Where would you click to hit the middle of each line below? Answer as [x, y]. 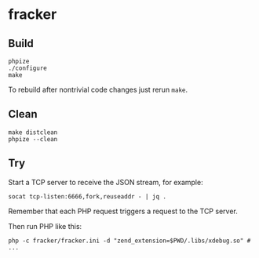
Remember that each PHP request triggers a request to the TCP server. [123, 211]
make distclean [33, 132]
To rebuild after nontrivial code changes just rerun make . [98, 89]
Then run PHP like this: [45, 226]
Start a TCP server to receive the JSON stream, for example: [106, 182]
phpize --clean [33, 139]
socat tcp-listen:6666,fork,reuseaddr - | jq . [88, 196]
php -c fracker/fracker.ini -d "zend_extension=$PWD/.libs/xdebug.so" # [129, 241]
